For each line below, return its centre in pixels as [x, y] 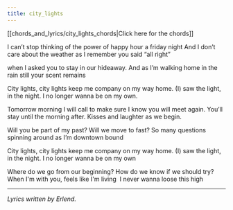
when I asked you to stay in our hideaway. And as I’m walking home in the [112, 67]
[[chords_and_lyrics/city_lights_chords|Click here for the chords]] [101, 33]
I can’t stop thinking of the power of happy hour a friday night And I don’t [111, 46]
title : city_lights [35, 14]
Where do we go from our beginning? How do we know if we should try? [111, 171]
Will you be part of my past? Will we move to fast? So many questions [107, 130]
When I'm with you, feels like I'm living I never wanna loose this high [105, 179]
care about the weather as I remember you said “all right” [89, 54]
